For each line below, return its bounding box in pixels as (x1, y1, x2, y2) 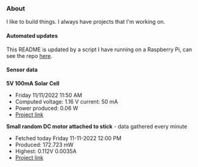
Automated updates (6, 32, 58, 39)
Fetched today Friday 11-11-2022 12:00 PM (15, 134, 122, 141)
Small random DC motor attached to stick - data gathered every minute (6, 123, 188, 130)
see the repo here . (6, 52, 53, 59)
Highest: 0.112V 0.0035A (15, 147, 77, 155)
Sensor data (6, 66, 38, 74)
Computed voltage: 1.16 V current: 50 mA (15, 98, 118, 105)
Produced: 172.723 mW (15, 141, 74, 148)
